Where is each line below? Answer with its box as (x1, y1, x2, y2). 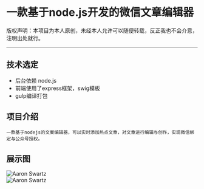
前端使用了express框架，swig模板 (15, 84, 100, 92)
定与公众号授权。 (6, 136, 43, 142)
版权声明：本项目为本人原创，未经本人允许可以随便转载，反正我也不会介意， (6, 27, 198, 34)
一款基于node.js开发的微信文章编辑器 (6, 5, 194, 19)
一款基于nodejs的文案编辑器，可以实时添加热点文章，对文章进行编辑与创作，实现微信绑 (6, 129, 194, 136)
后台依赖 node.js (15, 77, 56, 84)
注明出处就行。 (6, 34, 44, 41)
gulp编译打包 (15, 92, 48, 99)
